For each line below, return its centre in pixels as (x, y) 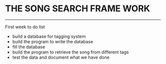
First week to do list (25, 27)
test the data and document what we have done (61, 57)
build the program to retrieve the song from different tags (71, 52)
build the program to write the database (53, 41)
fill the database (29, 47)
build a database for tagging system (49, 36)
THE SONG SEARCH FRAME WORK (78, 9)
